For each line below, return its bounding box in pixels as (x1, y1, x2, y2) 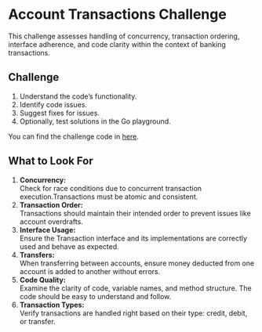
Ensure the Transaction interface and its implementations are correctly (19, 233, 248, 243)
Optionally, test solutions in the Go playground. (19, 116, 171, 126)
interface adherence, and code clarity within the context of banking (8, 39, 226, 49)
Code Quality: (19, 275, 67, 284)
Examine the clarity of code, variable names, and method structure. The (19, 283, 253, 293)
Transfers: (19, 250, 55, 259)
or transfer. (19, 316, 56, 326)
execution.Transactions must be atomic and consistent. (19, 192, 198, 201)
